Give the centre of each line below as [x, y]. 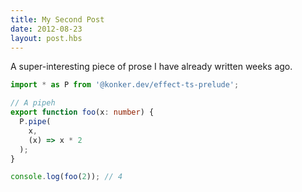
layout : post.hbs [46, 38]
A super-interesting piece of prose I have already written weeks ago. [151, 67]
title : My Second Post [57, 19]
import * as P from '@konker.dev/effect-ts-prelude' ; [125, 85]
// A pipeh [33, 103]
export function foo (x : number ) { [82, 112]
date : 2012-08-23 [46, 29]
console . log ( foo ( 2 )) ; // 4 [66, 177]
